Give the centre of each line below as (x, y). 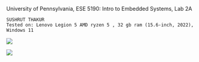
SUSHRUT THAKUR (25, 20)
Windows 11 (20, 30)
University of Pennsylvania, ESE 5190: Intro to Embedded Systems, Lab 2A (99, 9)
